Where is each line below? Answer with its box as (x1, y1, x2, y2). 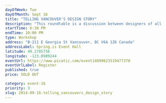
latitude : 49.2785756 (5, 49, 50, 54)
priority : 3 (5, 86, 30, 91)
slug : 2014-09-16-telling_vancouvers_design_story (5, 90, 113, 95)
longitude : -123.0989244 (5, 53, 57, 59)
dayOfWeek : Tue (5, 7, 37, 12)
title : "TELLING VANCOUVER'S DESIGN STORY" (5, 16, 97, 21)
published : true (5, 68, 39, 73)
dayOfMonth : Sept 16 (5, 12, 48, 17)
